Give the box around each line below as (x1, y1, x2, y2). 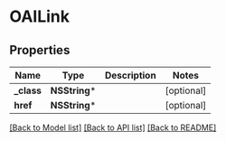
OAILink (9, 6, 71, 27)
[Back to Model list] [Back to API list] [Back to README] (9, 122, 217, 133)
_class (14, 84, 42, 97)
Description (104, 70, 156, 81)
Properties (9, 42, 71, 58)
